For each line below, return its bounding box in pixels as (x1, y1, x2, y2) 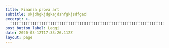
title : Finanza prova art (5, 7, 59, 12)
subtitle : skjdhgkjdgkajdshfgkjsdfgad (5, 12, 87, 17)
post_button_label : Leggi (5, 26, 59, 31)
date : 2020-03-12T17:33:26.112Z (5, 30, 73, 35)
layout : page (5, 35, 33, 40)
